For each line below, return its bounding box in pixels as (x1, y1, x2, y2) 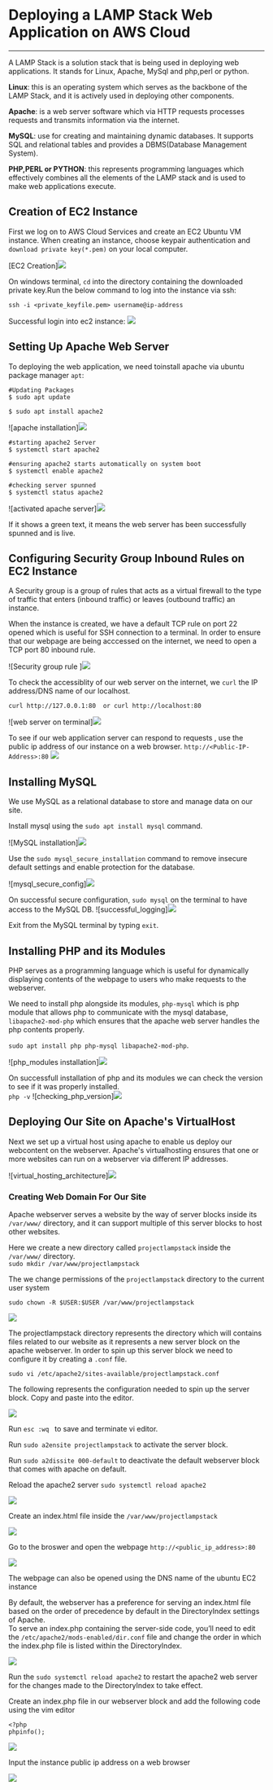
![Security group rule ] (8, 662, 83, 671)
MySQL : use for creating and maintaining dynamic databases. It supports (8, 130, 254, 140)
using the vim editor (8, 1705, 76, 1715)
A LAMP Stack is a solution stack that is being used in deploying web (8, 57, 240, 67)
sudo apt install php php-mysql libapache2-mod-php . (8, 1040, 189, 1050)
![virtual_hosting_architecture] (8, 1171, 109, 1181)
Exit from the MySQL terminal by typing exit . (8, 921, 159, 930)
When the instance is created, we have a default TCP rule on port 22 (8, 619, 238, 629)
